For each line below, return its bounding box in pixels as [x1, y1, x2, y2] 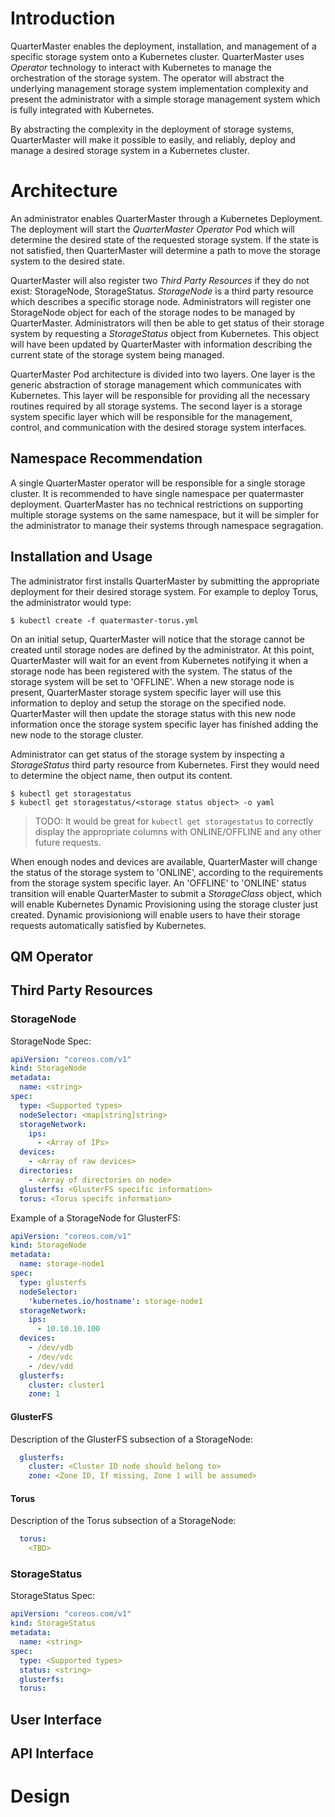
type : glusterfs [19, 1277, 87, 1287]
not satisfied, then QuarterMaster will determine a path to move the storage [10, 244, 321, 256]
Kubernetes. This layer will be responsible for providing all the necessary [10, 389, 311, 401]
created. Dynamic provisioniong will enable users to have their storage [10, 908, 301, 921]
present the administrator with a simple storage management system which [10, 93, 321, 105]
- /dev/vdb [28, 1343, 74, 1353]
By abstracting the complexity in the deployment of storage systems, [10, 123, 295, 135]
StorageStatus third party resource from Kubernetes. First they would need [10, 758, 320, 771]
